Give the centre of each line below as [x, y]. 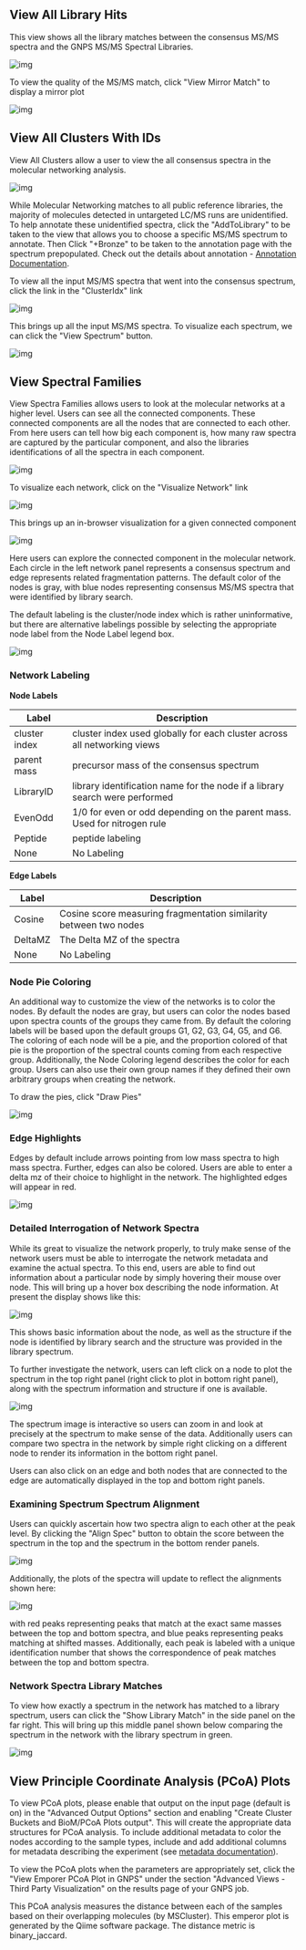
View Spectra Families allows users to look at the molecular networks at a [147, 404]
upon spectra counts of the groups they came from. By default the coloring [150, 1022]
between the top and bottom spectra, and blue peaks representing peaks [147, 1633]
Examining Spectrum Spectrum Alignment [105, 1504]
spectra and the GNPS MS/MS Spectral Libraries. [102, 47]
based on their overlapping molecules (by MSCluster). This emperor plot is [149, 1916]
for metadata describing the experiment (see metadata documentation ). [144, 1851]
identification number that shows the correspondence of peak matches [143, 1652]
